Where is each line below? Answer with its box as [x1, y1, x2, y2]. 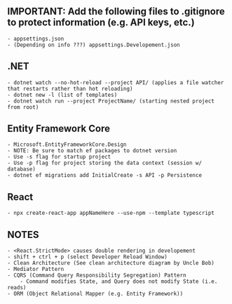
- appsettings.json [7, 35, 64, 42]
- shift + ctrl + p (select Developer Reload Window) [7, 253, 168, 260]
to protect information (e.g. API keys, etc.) [7, 17, 195, 29]
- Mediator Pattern [7, 266, 64, 273]
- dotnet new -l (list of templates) [7, 91, 118, 98]
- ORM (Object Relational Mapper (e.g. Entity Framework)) [7, 291, 184, 298]
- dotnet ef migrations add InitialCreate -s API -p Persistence [7, 172, 202, 179]
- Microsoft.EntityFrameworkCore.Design [7, 141, 128, 148]
